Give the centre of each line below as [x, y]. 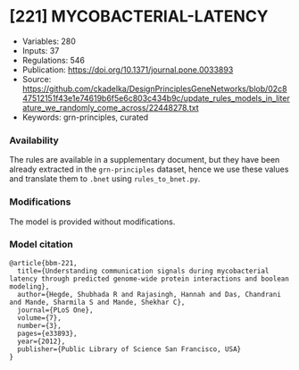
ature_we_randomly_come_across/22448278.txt [110, 107]
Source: [37, 79]
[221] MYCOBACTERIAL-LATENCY [139, 17]
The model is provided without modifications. [92, 222]
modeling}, [29, 286]
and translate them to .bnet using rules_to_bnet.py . [105, 179]
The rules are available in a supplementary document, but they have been [145, 160]
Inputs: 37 [41, 50]
